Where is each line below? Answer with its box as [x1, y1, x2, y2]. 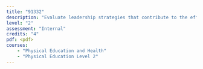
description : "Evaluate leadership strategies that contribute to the [6, 14, 188, 20]
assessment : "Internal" [6, 25, 66, 32]
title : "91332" [6, 8, 45, 15]
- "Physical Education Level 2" [17, 53, 98, 59]
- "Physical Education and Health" [17, 48, 107, 54]
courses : [6, 43, 28, 49]
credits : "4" [6, 31, 39, 37]
